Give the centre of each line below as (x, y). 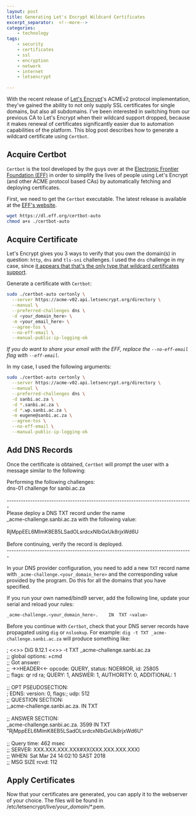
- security (30, 45)
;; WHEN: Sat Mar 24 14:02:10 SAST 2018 (56, 756)
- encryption (33, 60)
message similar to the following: (46, 470)
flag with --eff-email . (33, 356)
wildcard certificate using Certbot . (48, 136)
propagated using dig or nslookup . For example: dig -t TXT (78, 632)
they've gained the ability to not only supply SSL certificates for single (91, 105)
